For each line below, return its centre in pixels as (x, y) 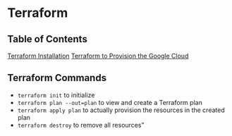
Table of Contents (48, 39)
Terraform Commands (57, 78)
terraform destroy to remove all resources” (81, 125)
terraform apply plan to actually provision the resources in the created (121, 110)
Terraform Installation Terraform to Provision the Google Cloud (98, 56)
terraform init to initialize (56, 95)
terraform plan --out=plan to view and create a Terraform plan (110, 102)
